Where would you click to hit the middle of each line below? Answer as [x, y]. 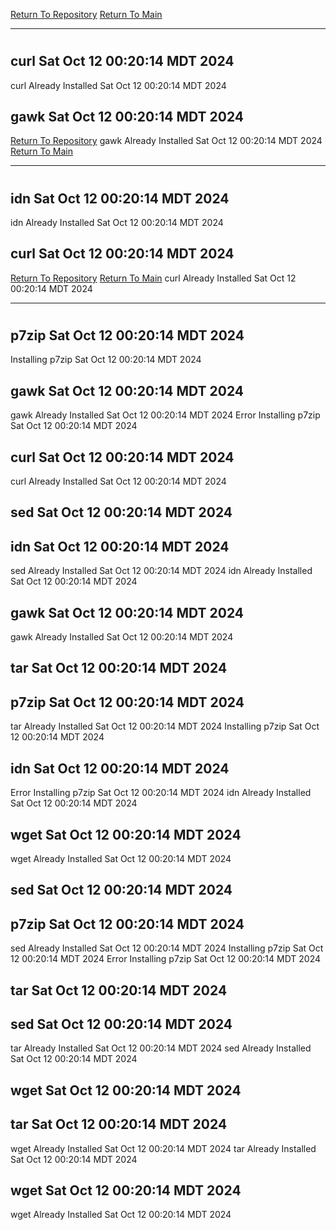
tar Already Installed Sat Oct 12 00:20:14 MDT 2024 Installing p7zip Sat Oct [165, 726]
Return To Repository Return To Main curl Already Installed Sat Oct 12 [153, 278]
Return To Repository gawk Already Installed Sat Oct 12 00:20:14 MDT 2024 [166, 141]
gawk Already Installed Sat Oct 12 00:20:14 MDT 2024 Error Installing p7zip [165, 415]
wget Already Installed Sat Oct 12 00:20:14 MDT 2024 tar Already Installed [163, 1148]
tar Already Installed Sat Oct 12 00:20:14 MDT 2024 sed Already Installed [161, 1048]
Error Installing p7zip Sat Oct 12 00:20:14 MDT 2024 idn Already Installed [161, 793]
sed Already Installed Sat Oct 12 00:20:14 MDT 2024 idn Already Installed [161, 571]
